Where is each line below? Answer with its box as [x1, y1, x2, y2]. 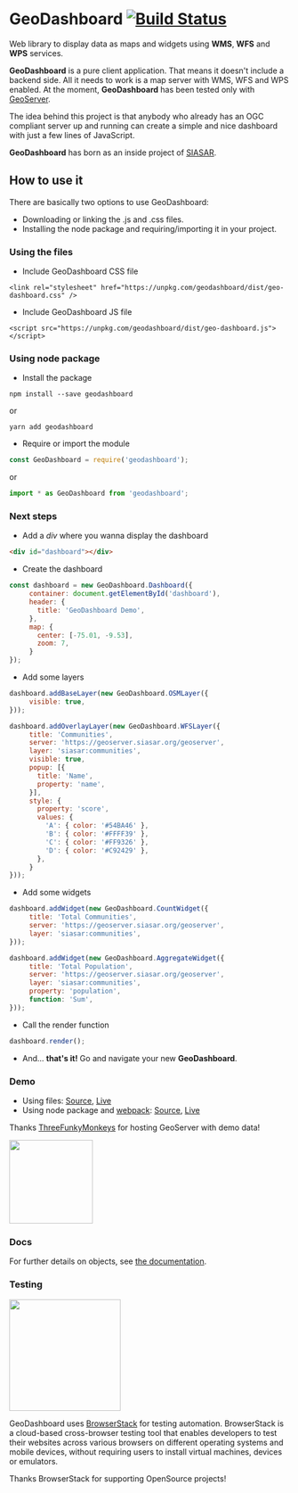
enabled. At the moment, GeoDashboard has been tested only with [9, 84, 255, 95]
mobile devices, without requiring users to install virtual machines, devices [9, 1446, 283, 1457]
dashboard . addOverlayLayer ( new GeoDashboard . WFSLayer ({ [9, 722, 221, 730]
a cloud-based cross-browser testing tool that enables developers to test [9, 1427, 278, 1438]
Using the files [9, 245, 74, 258]
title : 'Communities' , [28, 730, 114, 739]
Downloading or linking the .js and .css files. [21, 214, 184, 225]
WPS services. [9, 47, 64, 58]
